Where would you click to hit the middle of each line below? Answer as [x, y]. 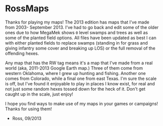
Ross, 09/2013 [27, 118]
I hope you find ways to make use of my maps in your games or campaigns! [81, 103]
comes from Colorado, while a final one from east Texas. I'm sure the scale [81, 78]
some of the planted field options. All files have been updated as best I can [81, 38]
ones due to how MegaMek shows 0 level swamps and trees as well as [77, 32]
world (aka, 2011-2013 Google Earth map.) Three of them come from [74, 68]
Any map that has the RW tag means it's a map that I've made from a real [79, 63]
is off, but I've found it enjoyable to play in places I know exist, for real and [80, 83]
